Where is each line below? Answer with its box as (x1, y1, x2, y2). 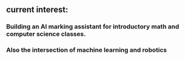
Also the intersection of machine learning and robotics (6, 46, 167, 54)
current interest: (6, 5, 68, 15)
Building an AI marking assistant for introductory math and (6, 23, 180, 31)
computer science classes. (6, 30, 86, 38)
